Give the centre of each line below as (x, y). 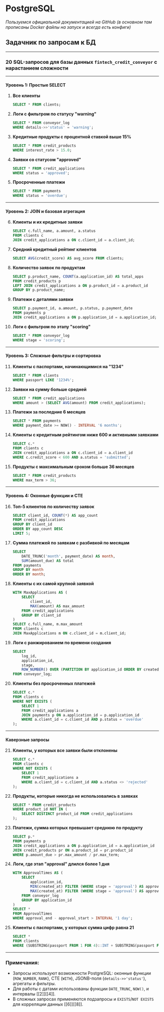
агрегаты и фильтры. (34, 983)
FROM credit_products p (37, 281)
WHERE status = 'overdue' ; (40, 196)
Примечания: (22, 962)
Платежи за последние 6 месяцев (49, 412)
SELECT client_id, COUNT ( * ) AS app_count (55, 515)
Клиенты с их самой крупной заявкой (53, 584)
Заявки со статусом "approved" (47, 159)
